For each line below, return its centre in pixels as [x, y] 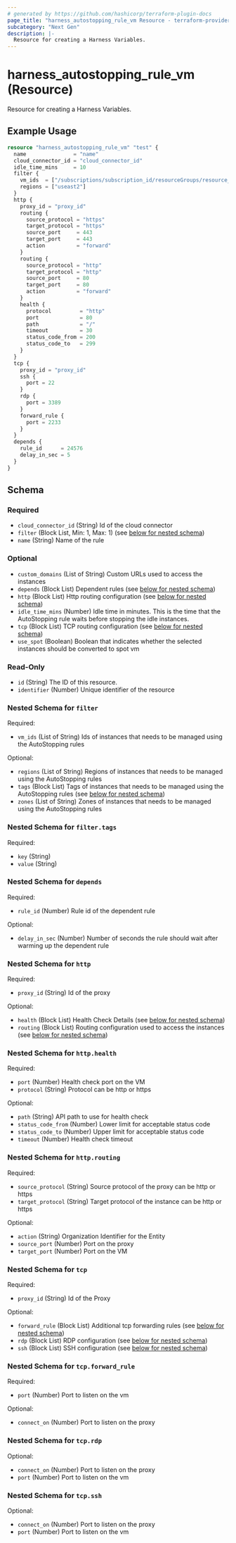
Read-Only [26, 667]
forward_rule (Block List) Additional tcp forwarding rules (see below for [121, 1325]
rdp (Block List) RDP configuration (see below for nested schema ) [112, 1340]
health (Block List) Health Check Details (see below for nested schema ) [121, 1020]
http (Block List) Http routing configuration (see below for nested [112, 596]
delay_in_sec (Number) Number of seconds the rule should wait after [118, 938]
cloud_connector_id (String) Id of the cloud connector [95, 526]
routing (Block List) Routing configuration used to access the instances [121, 1027]
